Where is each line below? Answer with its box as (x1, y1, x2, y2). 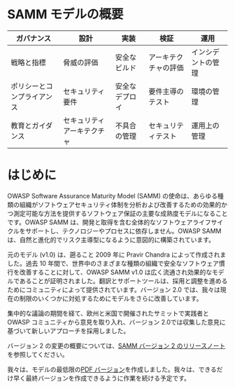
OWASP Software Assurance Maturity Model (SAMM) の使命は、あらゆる (7, 191, 218, 200)
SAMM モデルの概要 (7, 6, 124, 22)
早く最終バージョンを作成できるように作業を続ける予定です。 (13, 374, 191, 382)
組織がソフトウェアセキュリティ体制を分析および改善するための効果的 (19, 200, 222, 209)
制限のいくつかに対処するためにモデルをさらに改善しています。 (19, 294, 203, 302)
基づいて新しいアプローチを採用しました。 (7, 327, 130, 335)
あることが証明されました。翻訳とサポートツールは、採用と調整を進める (19, 276, 228, 285)
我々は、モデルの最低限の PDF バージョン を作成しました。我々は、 (7, 365, 199, 374)
